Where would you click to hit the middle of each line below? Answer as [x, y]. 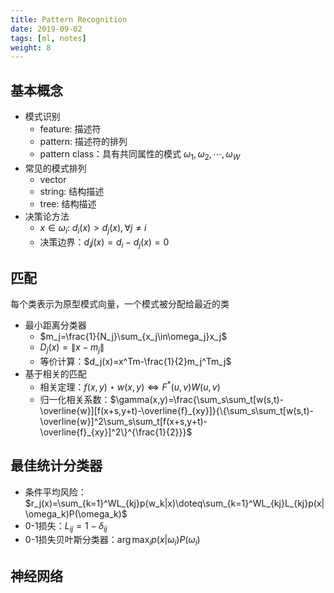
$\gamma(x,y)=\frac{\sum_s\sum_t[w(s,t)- [197, 399]
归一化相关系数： [75, 399]
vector [53, 179]
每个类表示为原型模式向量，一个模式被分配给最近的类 [120, 304]
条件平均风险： [55, 492]
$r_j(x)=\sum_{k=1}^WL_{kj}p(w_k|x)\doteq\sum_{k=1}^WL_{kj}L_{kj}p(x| [174, 503]
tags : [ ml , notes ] [48, 38]
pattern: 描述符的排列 [83, 142]
